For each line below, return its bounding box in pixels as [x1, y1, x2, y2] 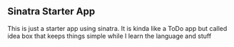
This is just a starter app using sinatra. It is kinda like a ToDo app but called [7, 24, 228, 32]
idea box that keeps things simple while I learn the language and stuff [7, 32, 212, 40]
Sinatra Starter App [7, 6, 96, 18]
